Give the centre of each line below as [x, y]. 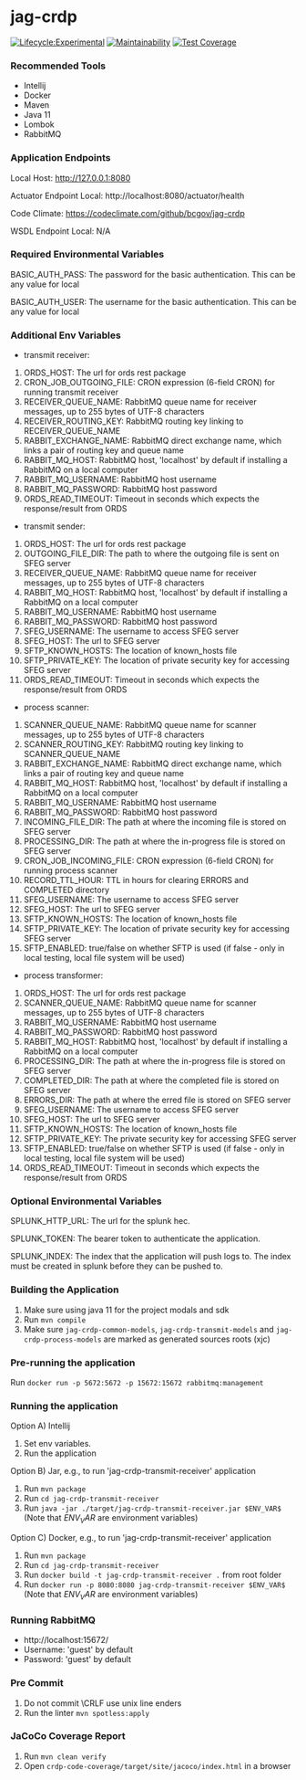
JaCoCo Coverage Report [68, 1736]
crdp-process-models [62, 1340]
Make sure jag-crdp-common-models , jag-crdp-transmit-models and [148, 1329]
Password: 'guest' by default [77, 1659]
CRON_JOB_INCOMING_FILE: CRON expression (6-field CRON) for [148, 861]
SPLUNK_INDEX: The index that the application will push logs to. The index [151, 1257]
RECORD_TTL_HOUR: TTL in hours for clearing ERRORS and [136, 880]
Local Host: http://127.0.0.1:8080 [71, 178]
